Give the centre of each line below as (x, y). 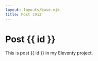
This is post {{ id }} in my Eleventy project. (49, 53)
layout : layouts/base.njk (32, 10)
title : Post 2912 (23, 14)
